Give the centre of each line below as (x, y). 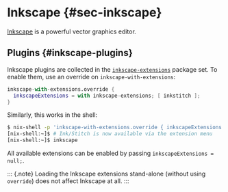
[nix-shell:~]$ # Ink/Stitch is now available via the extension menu (110, 134)
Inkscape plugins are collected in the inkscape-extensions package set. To (112, 69)
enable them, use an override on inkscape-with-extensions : (91, 77)
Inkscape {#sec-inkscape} (85, 13)
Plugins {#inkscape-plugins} (70, 53)
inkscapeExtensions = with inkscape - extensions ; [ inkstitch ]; (107, 96)
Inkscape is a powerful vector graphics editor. (72, 31)
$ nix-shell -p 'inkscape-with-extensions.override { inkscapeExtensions (115, 128)
